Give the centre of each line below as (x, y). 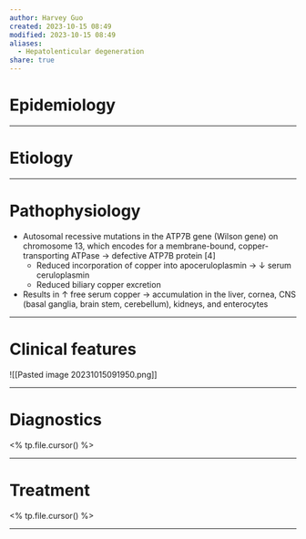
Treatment (50, 490)
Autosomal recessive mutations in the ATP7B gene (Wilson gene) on (150, 236)
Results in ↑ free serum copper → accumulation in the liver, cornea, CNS (159, 294)
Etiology (41, 158)
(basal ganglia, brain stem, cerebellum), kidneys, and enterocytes (145, 304)
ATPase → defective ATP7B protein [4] (143, 255)
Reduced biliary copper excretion (98, 284)
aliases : (26, 43)
